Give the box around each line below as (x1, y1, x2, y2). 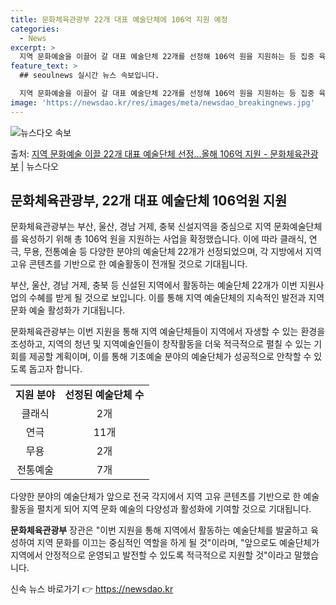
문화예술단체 (273, 221, 323, 233)
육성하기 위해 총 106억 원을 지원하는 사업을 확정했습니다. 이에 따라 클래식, (20, 233, 307, 245)
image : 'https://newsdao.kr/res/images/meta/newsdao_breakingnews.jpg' (10, 97, 315, 108)
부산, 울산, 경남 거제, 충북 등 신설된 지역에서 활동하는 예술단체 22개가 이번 (10, 279, 298, 291)
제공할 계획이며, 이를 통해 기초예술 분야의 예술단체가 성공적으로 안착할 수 (28, 351, 312, 363)
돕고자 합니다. (28, 363, 83, 375)
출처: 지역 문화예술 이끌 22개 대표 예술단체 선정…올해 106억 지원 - (10, 147, 268, 160)
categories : (10, 24, 60, 34)
